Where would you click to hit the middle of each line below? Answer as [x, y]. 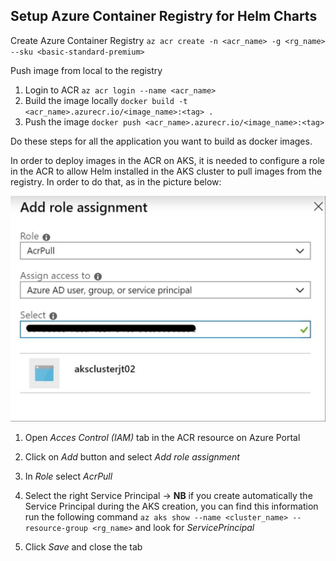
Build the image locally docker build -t [106, 100]
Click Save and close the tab [83, 546]
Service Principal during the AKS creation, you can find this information [171, 506]
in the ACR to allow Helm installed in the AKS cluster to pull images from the [166, 171]
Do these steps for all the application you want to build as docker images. [161, 141]
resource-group [56, 528]
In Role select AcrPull [68, 476]
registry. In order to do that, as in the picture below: [116, 181]
